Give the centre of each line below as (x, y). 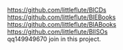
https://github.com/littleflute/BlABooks (62, 24)
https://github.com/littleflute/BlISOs (58, 32)
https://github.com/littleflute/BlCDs (57, 10)
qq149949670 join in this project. (54, 39)
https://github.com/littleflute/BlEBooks (61, 17)
